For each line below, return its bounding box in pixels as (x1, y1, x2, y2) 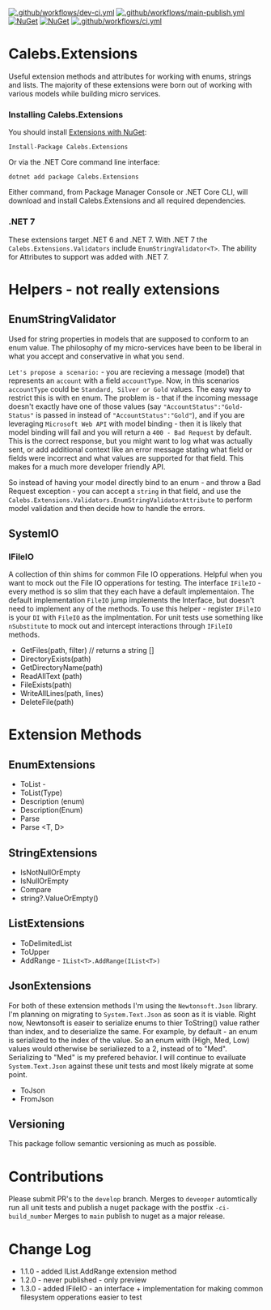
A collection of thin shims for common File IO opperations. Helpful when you (8, 569, 263, 579)
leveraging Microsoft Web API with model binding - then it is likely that (8, 419, 243, 428)
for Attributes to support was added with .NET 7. (8, 251, 169, 261)
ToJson (19, 1085, 46, 1095)
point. (8, 1069, 28, 1079)
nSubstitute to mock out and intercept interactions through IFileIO (8, 621, 233, 631)
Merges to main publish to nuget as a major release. (53, 1211, 225, 1221)
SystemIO (8, 526, 59, 540)
